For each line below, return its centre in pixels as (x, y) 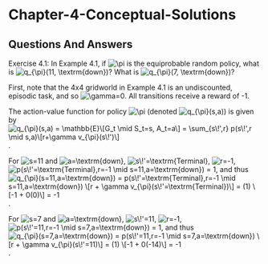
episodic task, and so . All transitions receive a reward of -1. (129, 96)
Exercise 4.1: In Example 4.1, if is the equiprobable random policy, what (134, 63)
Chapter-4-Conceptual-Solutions (122, 15)
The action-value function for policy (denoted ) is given (131, 111)
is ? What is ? (122, 72)
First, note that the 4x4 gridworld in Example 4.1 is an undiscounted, (120, 87)
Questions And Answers (71, 44)
